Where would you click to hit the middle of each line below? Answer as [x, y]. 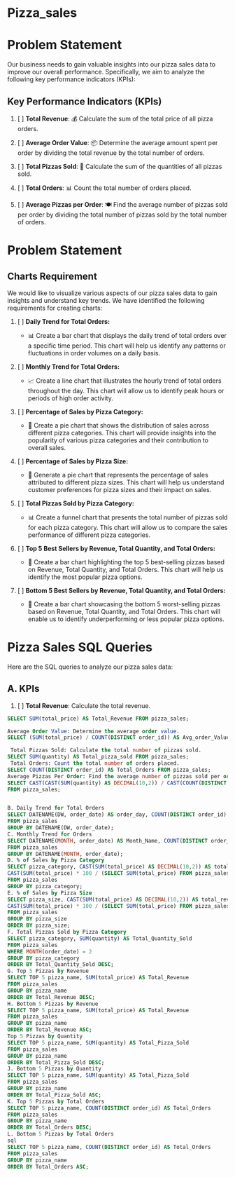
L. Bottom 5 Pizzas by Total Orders [60, 1134]
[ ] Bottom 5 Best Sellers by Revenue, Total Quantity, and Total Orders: [121, 590]
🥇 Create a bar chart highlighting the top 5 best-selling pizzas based [126, 562]
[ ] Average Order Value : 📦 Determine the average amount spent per [117, 142]
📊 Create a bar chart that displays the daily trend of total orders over [127, 335]
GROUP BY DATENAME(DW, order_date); [60, 828]
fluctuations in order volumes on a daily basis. [94, 353]
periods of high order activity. [71, 398]
